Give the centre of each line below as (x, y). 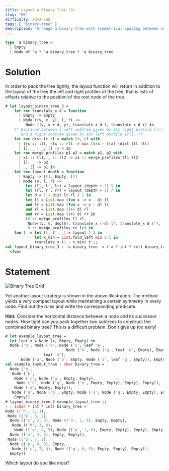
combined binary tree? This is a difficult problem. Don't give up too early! (81, 327)
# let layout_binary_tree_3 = (37, 106)
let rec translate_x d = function (50, 111)
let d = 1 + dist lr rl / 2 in (58, 195)
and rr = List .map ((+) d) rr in (60, 214)
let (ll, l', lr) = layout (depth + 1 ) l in (73, 186)
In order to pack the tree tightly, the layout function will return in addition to (83, 86)
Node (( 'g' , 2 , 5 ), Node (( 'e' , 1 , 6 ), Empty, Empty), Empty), (82, 430)
